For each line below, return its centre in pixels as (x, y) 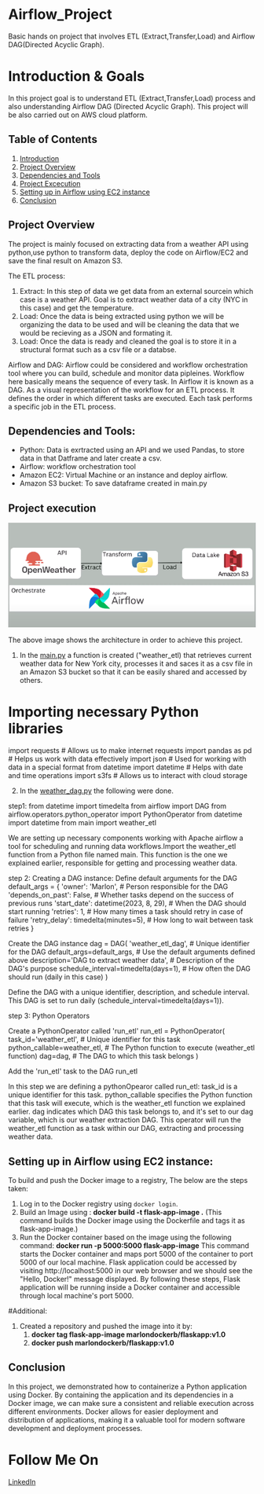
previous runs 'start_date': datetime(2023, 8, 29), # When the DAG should (127, 903)
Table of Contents (53, 139)
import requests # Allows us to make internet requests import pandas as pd (130, 751)
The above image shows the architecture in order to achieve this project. (126, 640)
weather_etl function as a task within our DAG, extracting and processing (126, 1129)
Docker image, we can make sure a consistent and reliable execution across (131, 1403)
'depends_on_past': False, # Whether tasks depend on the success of (121, 895)
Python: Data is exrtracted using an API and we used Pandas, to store (132, 450)
